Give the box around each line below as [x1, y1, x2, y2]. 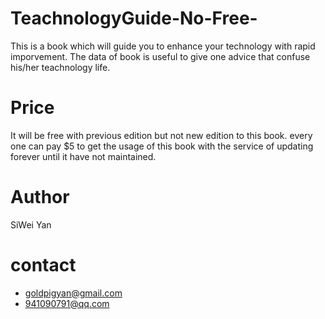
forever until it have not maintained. [10, 150, 157, 162]
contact [10, 254, 77, 276]
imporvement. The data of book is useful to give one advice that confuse [10, 50, 311, 62]
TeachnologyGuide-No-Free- [10, 7, 258, 30]
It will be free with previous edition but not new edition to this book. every [10, 129, 313, 141]
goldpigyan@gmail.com [24, 287, 123, 299]
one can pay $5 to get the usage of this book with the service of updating [10, 140, 314, 152]
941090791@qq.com [24, 297, 110, 309]
